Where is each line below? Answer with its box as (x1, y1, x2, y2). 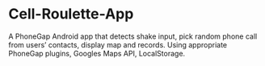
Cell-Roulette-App (8, 5, 134, 23)
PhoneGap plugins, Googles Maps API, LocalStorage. (8, 48, 186, 58)
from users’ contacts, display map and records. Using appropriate (8, 39, 228, 49)
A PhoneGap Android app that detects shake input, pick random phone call (8, 31, 258, 41)
